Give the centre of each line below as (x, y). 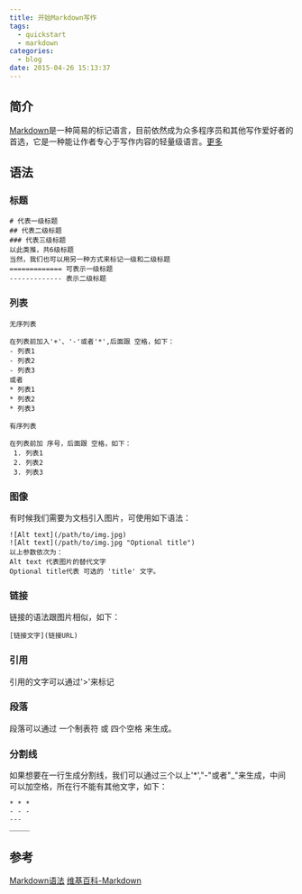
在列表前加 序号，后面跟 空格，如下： (71, 443)
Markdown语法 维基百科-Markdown (75, 880)
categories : (32, 51)
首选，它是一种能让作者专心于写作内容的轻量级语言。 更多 (116, 141)
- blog (30, 59)
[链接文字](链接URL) (44, 636)
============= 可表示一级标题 (61, 269)
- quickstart (42, 34)
